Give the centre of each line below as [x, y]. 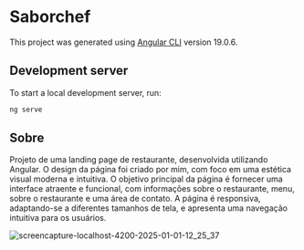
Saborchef [50, 17]
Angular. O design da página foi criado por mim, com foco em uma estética [151, 170]
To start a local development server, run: [85, 92]
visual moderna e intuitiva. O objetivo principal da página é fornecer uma [146, 179]
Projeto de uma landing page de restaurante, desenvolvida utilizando [139, 160]
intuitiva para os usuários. [58, 218]
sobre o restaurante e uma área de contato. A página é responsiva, [135, 199]
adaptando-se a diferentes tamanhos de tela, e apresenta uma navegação [148, 208]
